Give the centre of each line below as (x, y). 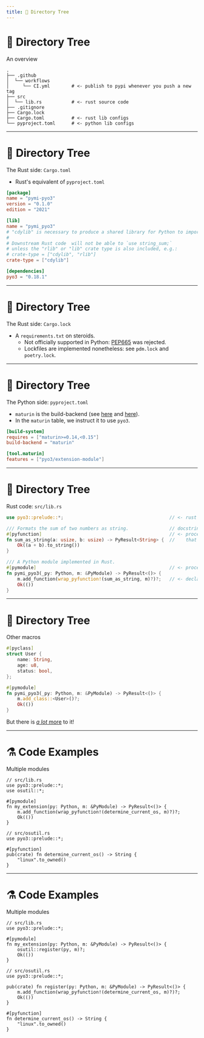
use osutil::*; (25, 791)
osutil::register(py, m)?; (51, 949)
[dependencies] (25, 271)
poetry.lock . (40, 355)
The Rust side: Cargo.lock (39, 324)
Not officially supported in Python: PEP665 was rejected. (95, 342)
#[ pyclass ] (20, 648)
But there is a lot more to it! (40, 722)
